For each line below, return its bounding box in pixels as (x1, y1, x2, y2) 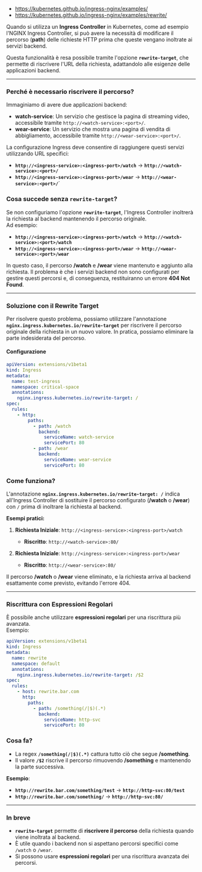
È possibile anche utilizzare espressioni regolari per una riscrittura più (6, 614, 182, 621)
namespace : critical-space (11, 384, 79, 390)
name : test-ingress (11, 378, 61, 384)
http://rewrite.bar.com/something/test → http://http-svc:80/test (14, 786, 185, 794)
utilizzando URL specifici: (6, 150, 69, 157)
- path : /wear (32, 446, 69, 452)
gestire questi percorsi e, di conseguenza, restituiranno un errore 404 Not (6, 274, 191, 282)
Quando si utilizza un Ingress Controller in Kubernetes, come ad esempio (6, 23, 189, 30)
